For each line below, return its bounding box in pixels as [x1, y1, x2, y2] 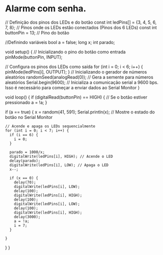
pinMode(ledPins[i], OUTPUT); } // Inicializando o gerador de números [5, 69, 147, 74]
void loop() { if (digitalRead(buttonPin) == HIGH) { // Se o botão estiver [5, 94, 148, 100]
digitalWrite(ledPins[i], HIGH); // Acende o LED [9, 154, 113, 159]
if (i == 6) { [9, 132, 38, 137]
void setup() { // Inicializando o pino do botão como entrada [5, 49, 126, 55]
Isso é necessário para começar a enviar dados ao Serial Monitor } [5, 84, 140, 90]
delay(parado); [9, 158, 41, 163]
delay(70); [14, 180, 36, 185]
